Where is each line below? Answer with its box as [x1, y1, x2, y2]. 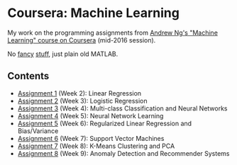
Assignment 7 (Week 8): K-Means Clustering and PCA [17, 142, 175, 150]
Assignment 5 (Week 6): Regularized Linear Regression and [17, 119, 192, 127]
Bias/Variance [17, 126, 59, 135]
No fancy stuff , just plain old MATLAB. [7, 50, 118, 58]
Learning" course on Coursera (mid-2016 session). [7, 35, 156, 44]
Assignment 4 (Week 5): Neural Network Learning [17, 111, 164, 120]
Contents [7, 70, 50, 82]
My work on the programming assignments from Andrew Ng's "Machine [7, 28, 219, 37]
